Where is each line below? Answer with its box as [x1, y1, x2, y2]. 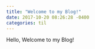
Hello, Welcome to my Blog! [6, 36, 75, 44]
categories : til [6, 20, 47, 26]
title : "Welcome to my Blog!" [6, 8, 82, 15]
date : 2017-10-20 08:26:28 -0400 [6, 14, 90, 20]
